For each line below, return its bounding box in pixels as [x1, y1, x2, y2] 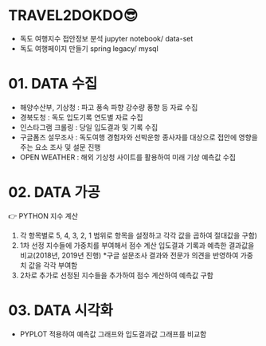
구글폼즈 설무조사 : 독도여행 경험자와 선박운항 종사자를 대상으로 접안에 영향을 [19, 132, 259, 142]
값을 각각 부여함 [28, 260, 78, 269]
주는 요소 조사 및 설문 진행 [19, 142, 101, 151]
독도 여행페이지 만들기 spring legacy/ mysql [19, 43, 159, 53]
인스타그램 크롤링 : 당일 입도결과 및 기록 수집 [19, 122, 158, 132]
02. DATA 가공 [8, 183, 101, 202]
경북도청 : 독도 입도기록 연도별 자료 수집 [19, 112, 143, 122]
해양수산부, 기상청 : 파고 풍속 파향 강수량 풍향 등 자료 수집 [19, 102, 198, 112]
